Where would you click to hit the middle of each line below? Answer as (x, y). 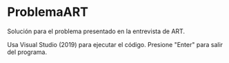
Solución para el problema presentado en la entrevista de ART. (96, 31)
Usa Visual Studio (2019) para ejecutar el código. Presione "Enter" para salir (115, 44)
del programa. (27, 52)
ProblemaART (48, 12)
